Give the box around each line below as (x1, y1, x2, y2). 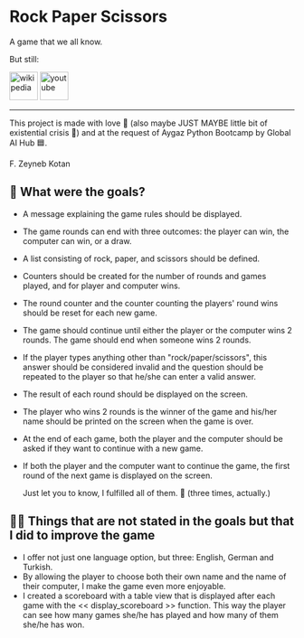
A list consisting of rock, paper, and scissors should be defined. (22, 253, 261, 264)
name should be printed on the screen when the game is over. (22, 416, 254, 427)
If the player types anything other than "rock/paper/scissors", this (22, 352, 268, 362)
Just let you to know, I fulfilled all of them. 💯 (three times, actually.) (22, 487, 271, 498)
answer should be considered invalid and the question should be (22, 361, 264, 372)
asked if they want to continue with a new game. (22, 443, 204, 454)
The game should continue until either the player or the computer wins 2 (22, 324, 292, 335)
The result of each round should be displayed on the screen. (22, 389, 249, 399)
